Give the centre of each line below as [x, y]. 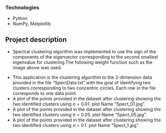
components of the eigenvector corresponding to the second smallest [85, 57]
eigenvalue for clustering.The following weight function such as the [82, 62]
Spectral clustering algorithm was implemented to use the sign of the [84, 52]
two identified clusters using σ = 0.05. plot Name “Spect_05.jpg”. [80, 115]
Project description [36, 39]
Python [20, 19]
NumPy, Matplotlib [32, 24]
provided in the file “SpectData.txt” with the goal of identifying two [82, 83]
